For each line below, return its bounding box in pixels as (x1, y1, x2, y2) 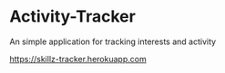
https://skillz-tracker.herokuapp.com (9, 53, 148, 64)
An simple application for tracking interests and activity (9, 36, 217, 47)
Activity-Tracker (9, 6, 137, 27)
